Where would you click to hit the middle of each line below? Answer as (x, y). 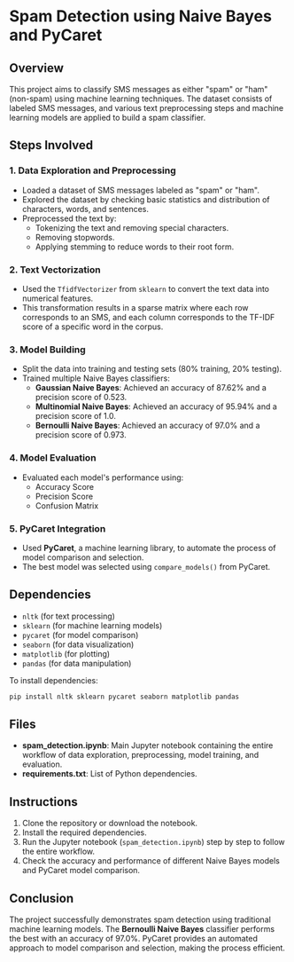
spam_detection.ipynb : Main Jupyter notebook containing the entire (147, 745)
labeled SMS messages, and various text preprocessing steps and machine (147, 108)
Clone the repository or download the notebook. (109, 824)
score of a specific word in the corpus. (93, 327)
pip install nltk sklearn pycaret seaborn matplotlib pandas (124, 697)
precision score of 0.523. (81, 398)
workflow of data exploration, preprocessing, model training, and (140, 755)
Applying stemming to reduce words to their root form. (135, 247)
